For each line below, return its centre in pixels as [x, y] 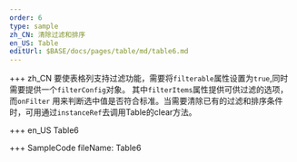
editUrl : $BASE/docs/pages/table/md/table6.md [99, 52]
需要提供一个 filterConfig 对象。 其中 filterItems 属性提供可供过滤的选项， [149, 90]
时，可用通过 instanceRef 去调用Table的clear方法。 [103, 112]
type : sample [34, 26]
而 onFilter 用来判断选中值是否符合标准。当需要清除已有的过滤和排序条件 [146, 101]
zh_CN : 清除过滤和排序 [48, 34]
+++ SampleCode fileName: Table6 [75, 148]
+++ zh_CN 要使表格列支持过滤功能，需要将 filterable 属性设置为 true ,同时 [149, 79]
